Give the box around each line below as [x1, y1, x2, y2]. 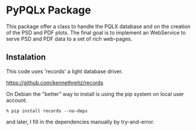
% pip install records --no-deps [6, 108, 88, 114]
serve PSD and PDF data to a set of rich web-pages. [6, 35, 133, 42]
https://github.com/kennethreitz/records [6, 79, 104, 86]
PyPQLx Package [6, 4, 92, 17]
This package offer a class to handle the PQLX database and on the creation [6, 23, 191, 30]
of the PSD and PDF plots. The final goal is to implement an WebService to [6, 29, 186, 36]
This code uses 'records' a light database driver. [6, 68, 123, 75]
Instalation [6, 52, 46, 62]
